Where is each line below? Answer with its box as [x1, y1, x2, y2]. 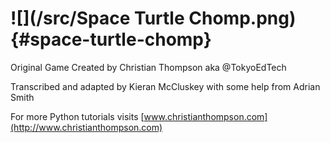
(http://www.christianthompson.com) [10, 121, 163, 133]
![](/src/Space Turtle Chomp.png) [10, 7, 297, 30]
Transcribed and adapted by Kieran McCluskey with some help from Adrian [10, 80, 321, 92]
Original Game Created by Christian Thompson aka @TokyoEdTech [10, 61, 287, 73]
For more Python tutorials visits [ [10, 110, 145, 122]
